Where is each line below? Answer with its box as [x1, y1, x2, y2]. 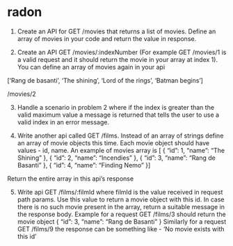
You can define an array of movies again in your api [17, 63, 166, 71]
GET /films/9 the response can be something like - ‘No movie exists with [17, 224, 225, 233]
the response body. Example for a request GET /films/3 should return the [17, 210, 226, 218]
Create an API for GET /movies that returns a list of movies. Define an [17, 27, 216, 35]
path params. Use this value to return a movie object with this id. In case [17, 195, 225, 204]
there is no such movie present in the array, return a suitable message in [17, 202, 225, 211]
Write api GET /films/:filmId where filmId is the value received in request [17, 188, 223, 196]
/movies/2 [7, 90, 36, 98]
